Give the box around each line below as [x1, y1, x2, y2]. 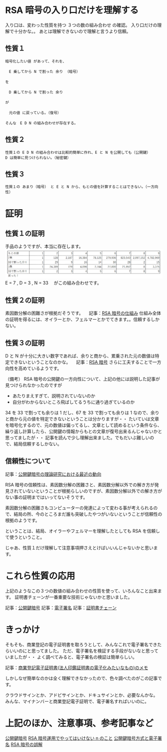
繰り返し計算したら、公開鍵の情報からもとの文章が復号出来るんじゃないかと [5, 428, 163, 434]
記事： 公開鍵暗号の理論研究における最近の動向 [5, 471, 101, 477]
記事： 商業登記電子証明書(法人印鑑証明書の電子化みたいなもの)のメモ [5, 665, 149, 671]
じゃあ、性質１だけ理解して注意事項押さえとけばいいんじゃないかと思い [5, 545, 154, 551]
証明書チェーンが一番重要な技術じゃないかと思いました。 [14, 594, 133, 600]
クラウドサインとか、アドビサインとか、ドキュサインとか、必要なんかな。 [5, 692, 158, 698]
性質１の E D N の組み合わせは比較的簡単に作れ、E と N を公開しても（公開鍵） [5, 150, 151, 155]
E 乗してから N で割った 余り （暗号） [8, 69, 81, 74]
